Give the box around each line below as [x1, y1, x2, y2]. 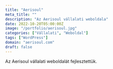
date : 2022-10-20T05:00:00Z [5, 21, 64, 26]
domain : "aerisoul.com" [5, 40, 55, 45]
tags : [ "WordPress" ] [5, 35, 48, 40]
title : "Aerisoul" [5, 7, 43, 12]
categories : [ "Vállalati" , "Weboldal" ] [5, 30, 88, 35]
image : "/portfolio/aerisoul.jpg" [5, 26, 77, 31]
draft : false [5, 44, 32, 49]
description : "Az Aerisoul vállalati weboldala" [5, 16, 108, 21]
